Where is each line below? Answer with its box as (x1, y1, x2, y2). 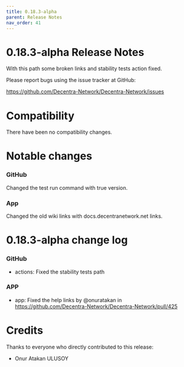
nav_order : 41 (6, 20, 42, 26)
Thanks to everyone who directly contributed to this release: (6, 343, 154, 350)
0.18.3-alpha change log (6, 233, 128, 247)
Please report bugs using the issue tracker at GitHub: (6, 77, 136, 84)
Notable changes (6, 149, 93, 163)
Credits (6, 324, 43, 337)
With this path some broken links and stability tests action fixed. (6, 65, 162, 72)
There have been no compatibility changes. (6, 128, 113, 136)
